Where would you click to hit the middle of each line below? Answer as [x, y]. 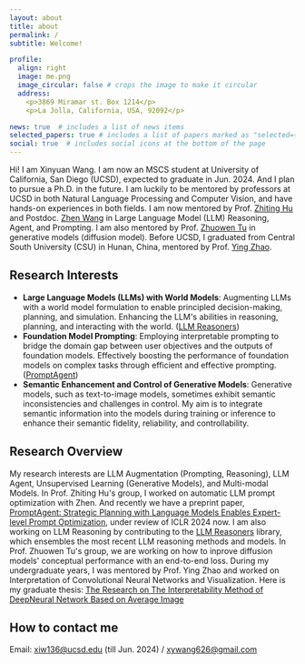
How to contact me [64, 628]
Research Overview [66, 452]
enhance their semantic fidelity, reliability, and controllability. [136, 423]
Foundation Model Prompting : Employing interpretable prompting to [151, 336]
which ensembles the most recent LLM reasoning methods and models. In [148, 541]
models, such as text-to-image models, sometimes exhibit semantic [149, 394]
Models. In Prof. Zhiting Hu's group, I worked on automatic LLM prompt [142, 493]
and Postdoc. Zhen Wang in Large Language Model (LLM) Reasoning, [139, 218]
